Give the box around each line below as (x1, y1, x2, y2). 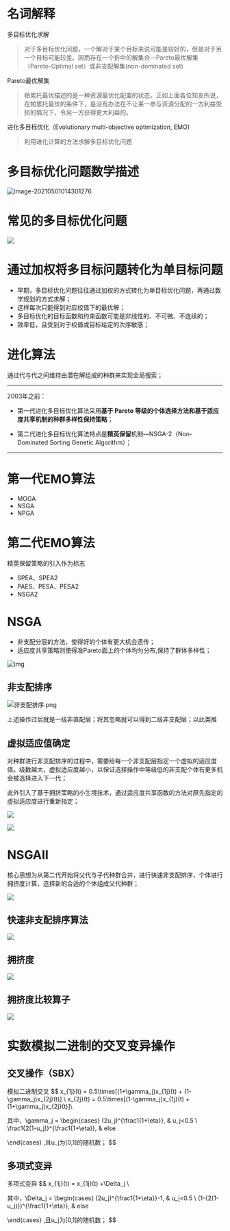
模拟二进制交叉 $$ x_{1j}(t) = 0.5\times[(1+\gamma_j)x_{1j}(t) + (7, 1087, 183, 1095)
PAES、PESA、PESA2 (16, 582, 79, 590)
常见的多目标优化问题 (7, 213, 128, 229)
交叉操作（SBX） (7, 1068, 80, 1079)
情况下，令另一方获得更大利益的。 (36, 108, 132, 117)
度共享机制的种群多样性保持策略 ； (16, 415, 114, 423)
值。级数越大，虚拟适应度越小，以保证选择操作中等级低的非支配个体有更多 (7, 765, 217, 774)
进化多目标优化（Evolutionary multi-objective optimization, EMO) (7, 123, 190, 131)
